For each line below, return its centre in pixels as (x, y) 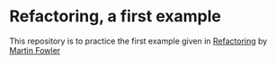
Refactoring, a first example (116, 16)
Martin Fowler (35, 50)
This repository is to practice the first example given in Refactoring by (138, 41)
